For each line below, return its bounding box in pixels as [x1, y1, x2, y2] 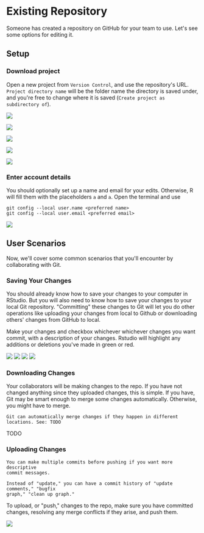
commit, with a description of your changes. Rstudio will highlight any [6, 335, 181, 342]
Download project [6, 67, 60, 76]
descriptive [6, 464, 37, 471]
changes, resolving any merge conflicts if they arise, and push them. [6, 508, 178, 515]
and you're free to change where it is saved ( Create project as [6, 93, 166, 101]
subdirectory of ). [6, 100, 51, 107]
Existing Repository [6, 4, 108, 18]
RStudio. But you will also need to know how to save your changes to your [6, 297, 192, 304]
